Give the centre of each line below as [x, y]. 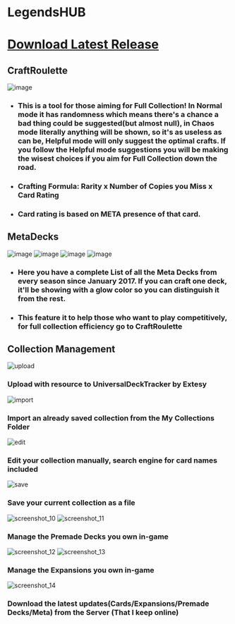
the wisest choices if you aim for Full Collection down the [117, 159]
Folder [19, 427]
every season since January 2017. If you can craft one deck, [122, 281]
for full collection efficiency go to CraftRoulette [100, 326]
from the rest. [41, 298]
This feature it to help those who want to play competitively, [122, 317]
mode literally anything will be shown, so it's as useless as [120, 133]
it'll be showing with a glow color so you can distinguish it [119, 290]
